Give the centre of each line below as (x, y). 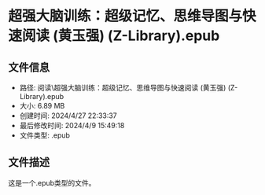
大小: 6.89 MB (42, 106)
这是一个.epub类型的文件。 (52, 182)
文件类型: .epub (45, 135)
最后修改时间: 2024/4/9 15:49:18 (72, 125)
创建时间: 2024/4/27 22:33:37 (68, 116)
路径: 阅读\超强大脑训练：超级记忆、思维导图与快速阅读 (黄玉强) (123, 88)
